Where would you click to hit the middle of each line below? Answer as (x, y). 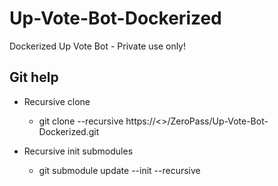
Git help (34, 77)
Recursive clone (57, 101)
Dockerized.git (69, 131)
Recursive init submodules (78, 151)
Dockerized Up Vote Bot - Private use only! (98, 46)
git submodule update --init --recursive (119, 170)
